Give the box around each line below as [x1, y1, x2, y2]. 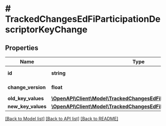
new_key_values [7, 103, 47, 110]
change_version [7, 84, 46, 90]
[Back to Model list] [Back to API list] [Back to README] [5, 116, 119, 122]
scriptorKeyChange [5, 24, 88, 35]
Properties [5, 43, 39, 52]
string [51, 70, 66, 77]
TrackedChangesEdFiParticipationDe [5, 13, 161, 25]
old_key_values [7, 95, 44, 102]
